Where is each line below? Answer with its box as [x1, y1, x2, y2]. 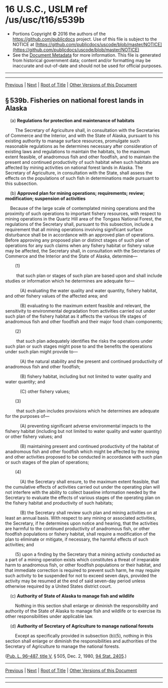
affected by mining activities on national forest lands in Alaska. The [5, 164, 143, 170]
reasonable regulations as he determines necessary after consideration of [5, 143, 157, 149]
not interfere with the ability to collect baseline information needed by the [5, 489, 156, 495]
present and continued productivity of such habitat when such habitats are [5, 159, 159, 165]
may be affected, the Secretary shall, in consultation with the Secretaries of [5, 248, 161, 254]
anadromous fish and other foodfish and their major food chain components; [5, 318, 163, 324]
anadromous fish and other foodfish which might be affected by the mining [5, 448, 159, 454]
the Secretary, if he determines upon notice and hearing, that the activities [5, 520, 158, 526]
